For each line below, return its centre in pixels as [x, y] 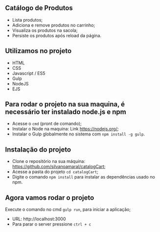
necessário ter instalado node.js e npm [66, 112]
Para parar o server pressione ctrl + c [52, 224]
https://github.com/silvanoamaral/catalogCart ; [59, 167]
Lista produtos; [27, 20]
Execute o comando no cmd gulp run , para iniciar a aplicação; [68, 209]
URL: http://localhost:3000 [39, 219]
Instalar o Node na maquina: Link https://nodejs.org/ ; [65, 129]
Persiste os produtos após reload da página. [57, 35]
